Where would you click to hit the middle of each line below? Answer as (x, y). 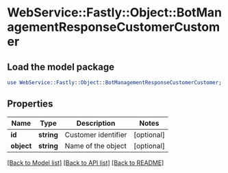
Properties (30, 104)
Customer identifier (96, 135)
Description (96, 123)
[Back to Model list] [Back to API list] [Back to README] (86, 163)
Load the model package (61, 67)
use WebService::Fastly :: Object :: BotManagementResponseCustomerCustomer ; (115, 83)
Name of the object (96, 146)
